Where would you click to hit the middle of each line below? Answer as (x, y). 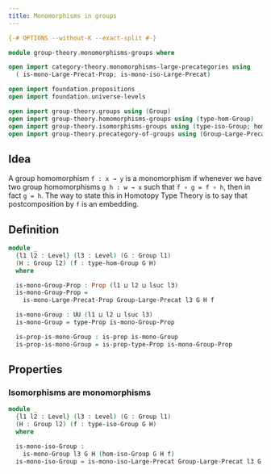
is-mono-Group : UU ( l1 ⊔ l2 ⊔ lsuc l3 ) (84, 315)
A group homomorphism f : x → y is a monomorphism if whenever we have (135, 178)
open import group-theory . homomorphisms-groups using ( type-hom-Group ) (131, 119)
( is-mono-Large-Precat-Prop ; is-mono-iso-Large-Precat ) (113, 75)
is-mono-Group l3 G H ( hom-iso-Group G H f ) (99, 454)
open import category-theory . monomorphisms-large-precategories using (129, 67)
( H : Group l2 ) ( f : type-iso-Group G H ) (86, 425)
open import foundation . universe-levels (77, 97)
